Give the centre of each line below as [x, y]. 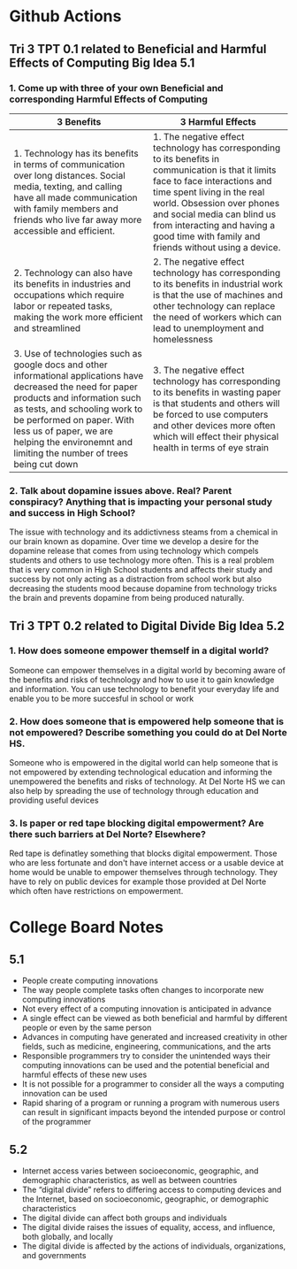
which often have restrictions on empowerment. [96, 891]
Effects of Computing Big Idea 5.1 [102, 62]
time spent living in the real [209, 192]
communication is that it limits [215, 170]
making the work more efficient [78, 317]
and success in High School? [72, 512]
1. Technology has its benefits [76, 153]
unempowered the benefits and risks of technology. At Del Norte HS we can [147, 781]
